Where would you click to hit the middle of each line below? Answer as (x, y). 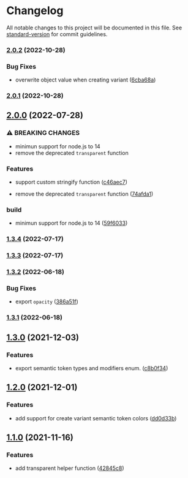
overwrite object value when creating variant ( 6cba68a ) (85, 80)
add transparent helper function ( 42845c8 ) (70, 468)
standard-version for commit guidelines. (57, 34)
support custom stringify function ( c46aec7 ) (71, 182)
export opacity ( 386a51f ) (47, 302)
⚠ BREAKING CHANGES (43, 133)
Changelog (35, 11)
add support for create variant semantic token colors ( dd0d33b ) (96, 418)
